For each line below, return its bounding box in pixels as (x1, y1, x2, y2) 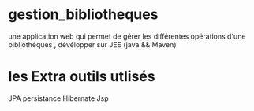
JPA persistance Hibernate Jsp (8, 93, 109, 103)
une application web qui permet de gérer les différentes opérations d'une (8, 31, 246, 41)
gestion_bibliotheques (8, 6, 159, 24)
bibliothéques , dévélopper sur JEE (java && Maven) (8, 39, 177, 49)
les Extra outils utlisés (8, 68, 155, 86)
